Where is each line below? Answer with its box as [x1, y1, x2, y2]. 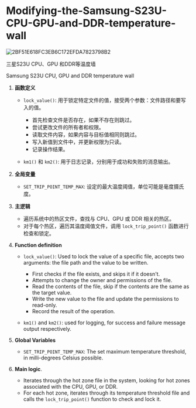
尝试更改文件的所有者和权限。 [32, 124, 104, 131]
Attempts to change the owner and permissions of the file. [32, 276, 173, 283]
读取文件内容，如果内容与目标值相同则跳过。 [32, 131, 140, 138]
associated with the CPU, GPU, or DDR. [23, 383, 118, 390]
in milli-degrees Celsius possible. [23, 354, 104, 361]
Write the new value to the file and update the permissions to [32, 295, 180, 302]
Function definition [14, 241, 63, 248]
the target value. [32, 289, 72, 296]
